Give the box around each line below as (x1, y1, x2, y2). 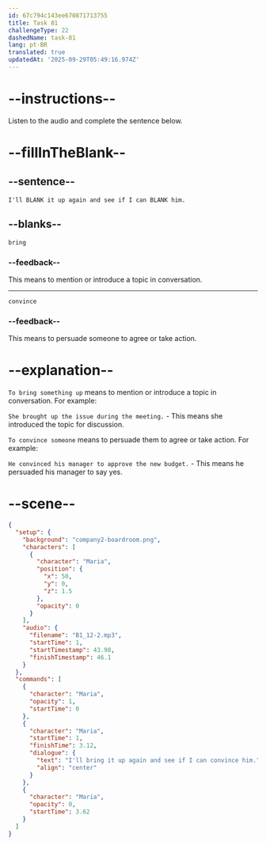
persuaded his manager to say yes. (8, 468, 123, 477)
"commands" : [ (15, 676, 62, 684)
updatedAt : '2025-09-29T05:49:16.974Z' (8, 56, 140, 64)
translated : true (8, 48, 66, 56)
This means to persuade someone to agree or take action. (8, 334, 197, 343)
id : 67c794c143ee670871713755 (8, 11, 108, 20)
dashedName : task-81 (8, 33, 77, 42)
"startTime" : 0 (28, 705, 80, 713)
